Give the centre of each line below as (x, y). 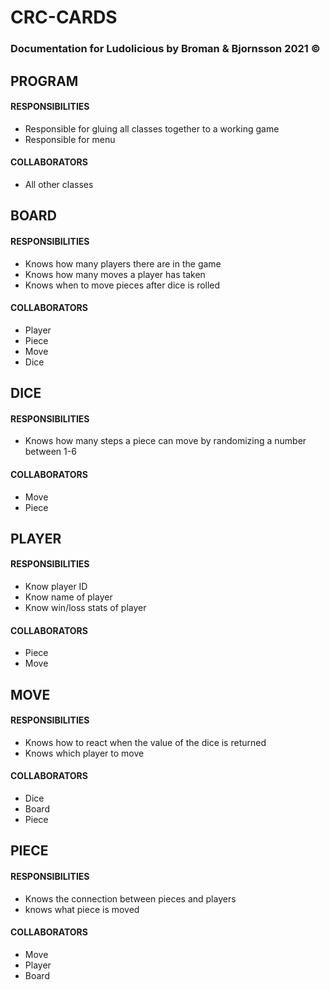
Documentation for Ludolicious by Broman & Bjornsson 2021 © (165, 49)
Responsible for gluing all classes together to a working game (152, 128)
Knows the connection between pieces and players (130, 898)
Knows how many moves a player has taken (115, 274)
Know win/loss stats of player (85, 608)
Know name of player (68, 597)
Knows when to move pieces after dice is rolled (122, 285)
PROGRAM (44, 81)
